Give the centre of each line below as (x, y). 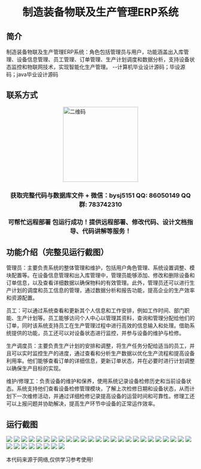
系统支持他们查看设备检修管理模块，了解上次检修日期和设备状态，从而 (103, 389)
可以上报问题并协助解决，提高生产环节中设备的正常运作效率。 (82, 404)
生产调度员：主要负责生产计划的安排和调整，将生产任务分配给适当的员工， (98, 346)
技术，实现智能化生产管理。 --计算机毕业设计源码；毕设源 (114, 67)
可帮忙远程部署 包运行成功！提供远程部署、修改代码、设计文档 (98, 222)
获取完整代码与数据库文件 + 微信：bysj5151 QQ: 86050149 (95, 195)
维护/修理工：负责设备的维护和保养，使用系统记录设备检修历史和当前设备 (96, 381)
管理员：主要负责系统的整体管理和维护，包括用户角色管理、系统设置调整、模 (100, 268)
